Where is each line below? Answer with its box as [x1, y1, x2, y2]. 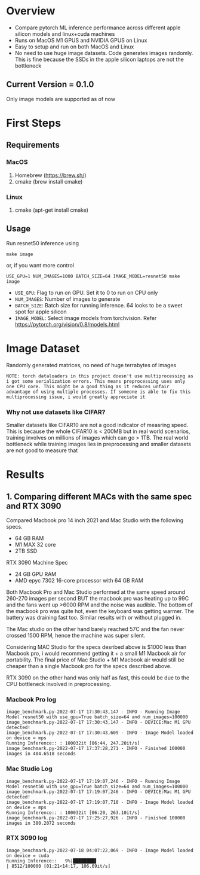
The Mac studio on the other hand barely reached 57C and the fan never [6, 625, 184, 632]
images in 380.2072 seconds [6, 820, 76, 826]
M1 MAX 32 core [14, 541, 56, 548]
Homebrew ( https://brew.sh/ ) [14, 172, 87, 179]
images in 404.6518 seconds [6, 751, 76, 757]
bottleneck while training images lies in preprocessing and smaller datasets [6, 440, 191, 447]
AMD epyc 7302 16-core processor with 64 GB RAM [14, 577, 143, 584]
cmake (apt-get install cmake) [14, 206, 88, 214]
